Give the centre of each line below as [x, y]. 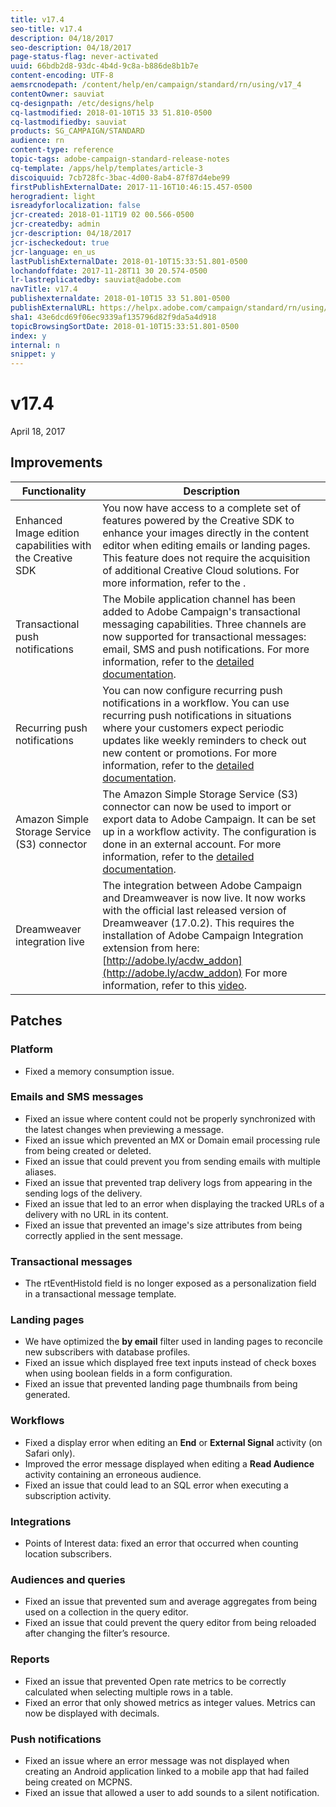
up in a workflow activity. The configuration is [209, 831]
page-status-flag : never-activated [84, 57]
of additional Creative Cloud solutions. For [201, 570]
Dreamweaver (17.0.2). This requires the [198, 923]
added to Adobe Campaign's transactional [201, 611]
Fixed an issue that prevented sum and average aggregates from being [171, 1602]
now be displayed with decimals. [92, 1713]
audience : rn [37, 141]
